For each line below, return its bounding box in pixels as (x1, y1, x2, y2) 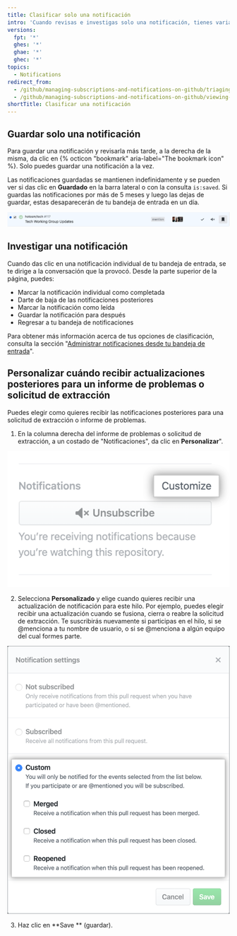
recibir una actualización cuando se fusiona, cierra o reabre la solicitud (17, 609, 224, 618)
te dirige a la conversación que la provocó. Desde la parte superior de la (7, 267, 217, 275)
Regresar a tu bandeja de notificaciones (17, 318, 134, 327)
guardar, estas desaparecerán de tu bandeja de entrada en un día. (7, 198, 200, 206)
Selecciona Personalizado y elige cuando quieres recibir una (17, 595, 195, 603)
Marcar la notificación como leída (17, 303, 115, 311)
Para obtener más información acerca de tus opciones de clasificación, (7, 332, 214, 340)
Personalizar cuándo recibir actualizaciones (7, 368, 205, 380)
